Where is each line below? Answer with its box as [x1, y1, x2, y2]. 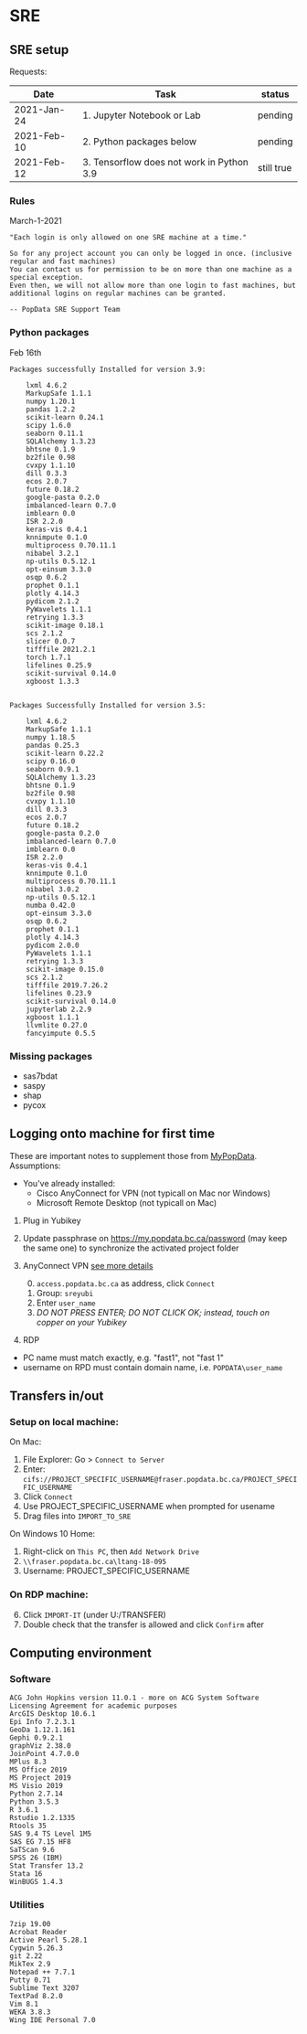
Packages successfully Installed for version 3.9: [9, 365, 206, 374]
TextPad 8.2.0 [9, 1991, 64, 2000]
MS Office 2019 [9, 1765, 68, 1774]
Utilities [9, 1899, 45, 1912]
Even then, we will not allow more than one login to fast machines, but [9, 281, 297, 291]
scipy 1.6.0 [26, 421, 71, 430]
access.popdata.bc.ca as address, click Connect [36, 1277, 216, 1289]
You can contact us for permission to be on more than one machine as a [9, 265, 292, 274]
